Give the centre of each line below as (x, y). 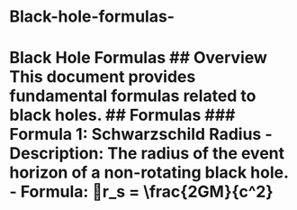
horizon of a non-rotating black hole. (149, 173)
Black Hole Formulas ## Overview (139, 58)
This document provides (103, 77)
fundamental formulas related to (133, 96)
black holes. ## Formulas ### (122, 115)
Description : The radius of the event (147, 154)
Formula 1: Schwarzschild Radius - (141, 135)
